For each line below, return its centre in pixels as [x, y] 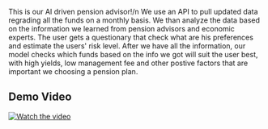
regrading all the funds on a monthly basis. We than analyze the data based [134, 20]
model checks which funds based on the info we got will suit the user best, [133, 54]
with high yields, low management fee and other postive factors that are [128, 63]
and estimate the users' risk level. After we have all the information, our [127, 46]
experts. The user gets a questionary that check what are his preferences [131, 37]
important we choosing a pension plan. [73, 71]
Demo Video [40, 97]
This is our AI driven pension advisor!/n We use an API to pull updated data [133, 12]
